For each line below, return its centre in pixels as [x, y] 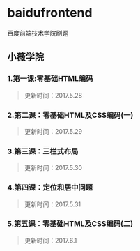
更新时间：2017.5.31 [53, 204]
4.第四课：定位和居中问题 [50, 188]
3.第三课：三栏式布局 [43, 151]
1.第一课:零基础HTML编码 [50, 79]
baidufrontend [50, 13]
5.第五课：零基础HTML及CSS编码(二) [70, 224]
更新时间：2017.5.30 [53, 168]
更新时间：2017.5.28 [53, 95]
